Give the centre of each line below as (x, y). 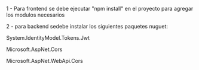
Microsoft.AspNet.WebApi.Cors (45, 61)
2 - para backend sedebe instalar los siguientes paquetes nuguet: (87, 26)
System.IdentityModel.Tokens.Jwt (48, 38)
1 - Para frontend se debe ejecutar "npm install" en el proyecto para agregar (100, 9)
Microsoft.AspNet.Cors (34, 49)
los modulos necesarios (36, 15)
